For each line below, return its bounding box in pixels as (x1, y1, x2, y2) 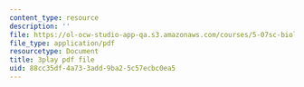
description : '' (9, 22, 71, 31)
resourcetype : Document (9, 47, 100, 56)
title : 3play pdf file (9, 55, 95, 64)
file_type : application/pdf (9, 38, 116, 48)
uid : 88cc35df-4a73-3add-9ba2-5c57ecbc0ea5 (9, 64, 176, 73)
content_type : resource (9, 13, 100, 23)
